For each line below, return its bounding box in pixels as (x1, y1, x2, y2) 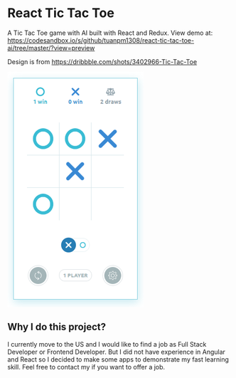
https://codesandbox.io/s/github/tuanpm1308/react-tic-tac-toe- (7, 36, 194, 44)
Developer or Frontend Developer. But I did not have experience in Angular (7, 347, 226, 356)
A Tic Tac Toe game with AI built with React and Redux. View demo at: (7, 28, 213, 37)
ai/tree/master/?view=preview (7, 43, 95, 52)
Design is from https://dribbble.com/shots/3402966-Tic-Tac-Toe (7, 57, 198, 65)
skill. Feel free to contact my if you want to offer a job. (7, 362, 166, 371)
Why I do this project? (7, 321, 107, 333)
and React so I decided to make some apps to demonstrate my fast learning (7, 355, 229, 364)
